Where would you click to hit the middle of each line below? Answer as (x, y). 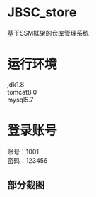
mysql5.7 (20, 100)
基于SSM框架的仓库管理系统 (48, 33)
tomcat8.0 (22, 92)
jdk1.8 (16, 84)
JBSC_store (42, 12)
